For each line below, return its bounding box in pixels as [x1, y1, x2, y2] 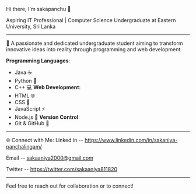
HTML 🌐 [14, 92, 35, 99]
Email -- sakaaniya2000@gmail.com [6, 154, 93, 161]
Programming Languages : [6, 57, 71, 64]
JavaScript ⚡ [14, 105, 45, 112]
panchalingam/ [6, 143, 42, 150]
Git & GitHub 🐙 [14, 120, 50, 126]
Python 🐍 [14, 77, 37, 84]
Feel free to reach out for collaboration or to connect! [6, 182, 134, 189]
